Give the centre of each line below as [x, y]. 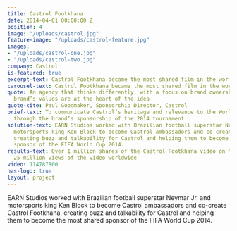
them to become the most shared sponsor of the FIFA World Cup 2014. [110, 220]
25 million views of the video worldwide [75, 158]
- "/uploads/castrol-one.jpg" [52, 54]
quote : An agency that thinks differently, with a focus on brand [107, 92]
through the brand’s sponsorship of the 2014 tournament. [101, 118]
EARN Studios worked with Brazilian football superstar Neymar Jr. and [109, 197]
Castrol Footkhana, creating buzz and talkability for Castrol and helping [111, 213]
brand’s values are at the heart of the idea [82, 99]
